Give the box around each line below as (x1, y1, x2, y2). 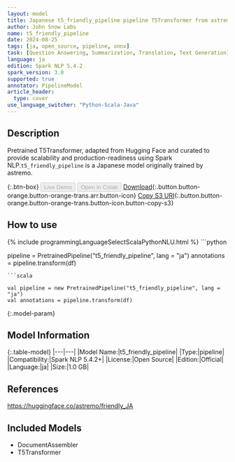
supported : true (7, 75, 55, 83)
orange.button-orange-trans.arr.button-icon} (7, 191, 136, 200)
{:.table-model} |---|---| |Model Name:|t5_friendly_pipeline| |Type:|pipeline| (7, 348, 225, 356)
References (7, 383, 59, 395)
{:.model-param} (7, 309, 56, 318)
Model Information (7, 329, 90, 341)
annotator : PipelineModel (7, 82, 83, 89)
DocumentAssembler (17, 440, 79, 449)
